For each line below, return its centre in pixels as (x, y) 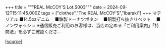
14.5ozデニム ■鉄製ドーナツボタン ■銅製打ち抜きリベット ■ (92, 19)
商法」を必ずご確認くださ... (33, 31)
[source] (14, 41)
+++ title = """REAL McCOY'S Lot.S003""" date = (56, 7)
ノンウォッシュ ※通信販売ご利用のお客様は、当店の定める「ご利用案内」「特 (82, 25)
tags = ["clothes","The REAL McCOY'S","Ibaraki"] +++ (96, 13)
